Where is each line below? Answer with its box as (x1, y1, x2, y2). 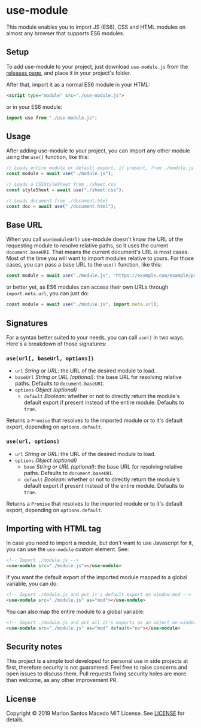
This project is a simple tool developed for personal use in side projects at (6, 657, 188, 665)
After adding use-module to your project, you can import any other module (6, 147, 190, 154)
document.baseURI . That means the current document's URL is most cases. (6, 249, 190, 256)
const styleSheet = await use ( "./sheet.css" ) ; (6, 186, 124, 193)
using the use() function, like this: (6, 154, 89, 161)
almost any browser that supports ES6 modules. (6, 29, 124, 36)
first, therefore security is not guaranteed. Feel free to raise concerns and (6, 664, 188, 671)
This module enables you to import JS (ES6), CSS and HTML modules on (6, 23, 186, 30)
